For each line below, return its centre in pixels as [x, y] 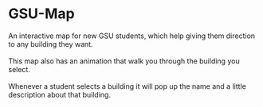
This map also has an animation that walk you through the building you [124, 61]
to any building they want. [51, 44]
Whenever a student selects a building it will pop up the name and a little [128, 86]
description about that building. [60, 94]
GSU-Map [41, 14]
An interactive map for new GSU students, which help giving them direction [132, 36]
